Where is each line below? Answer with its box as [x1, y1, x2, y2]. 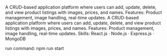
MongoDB [5, 36, 26, 42]
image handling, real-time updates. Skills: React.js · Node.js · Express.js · [5, 31, 155, 36]
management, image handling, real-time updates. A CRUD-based [5, 15, 139, 20]
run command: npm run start [5, 46, 64, 51]
